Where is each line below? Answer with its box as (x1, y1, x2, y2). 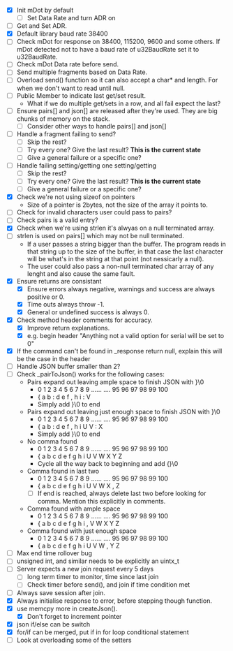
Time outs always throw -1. (27, 300, 105, 308)
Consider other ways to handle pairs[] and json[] (27, 122, 167, 130)
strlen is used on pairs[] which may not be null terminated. (16, 232, 184, 240)
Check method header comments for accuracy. (16, 316, 153, 324)
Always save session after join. (16, 588, 106, 597)
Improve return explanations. (27, 323, 110, 332)
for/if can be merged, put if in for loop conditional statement (16, 628, 189, 636)
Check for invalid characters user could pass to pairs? (16, 208, 172, 217)
